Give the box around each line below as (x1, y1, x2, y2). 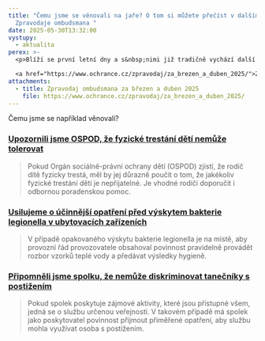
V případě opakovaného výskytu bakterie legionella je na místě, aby (27, 234, 248, 244)
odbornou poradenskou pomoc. (27, 187, 132, 196)
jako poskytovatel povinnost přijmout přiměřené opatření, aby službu (27, 316, 251, 325)
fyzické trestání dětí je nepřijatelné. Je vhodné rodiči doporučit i (27, 178, 235, 188)
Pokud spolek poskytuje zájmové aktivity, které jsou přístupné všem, (27, 298, 251, 309)
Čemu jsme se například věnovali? (8, 114, 120, 123)
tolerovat (8, 143, 44, 154)
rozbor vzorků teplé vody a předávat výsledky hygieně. (27, 251, 207, 260)
